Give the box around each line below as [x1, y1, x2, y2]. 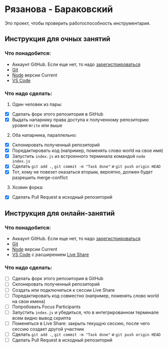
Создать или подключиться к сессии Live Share [12, 287, 115, 293]
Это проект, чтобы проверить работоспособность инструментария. [5, 20, 151, 26]
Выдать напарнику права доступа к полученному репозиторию [12, 117, 149, 123]
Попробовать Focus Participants [12, 303, 81, 310]
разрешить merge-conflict [12, 175, 68, 181]
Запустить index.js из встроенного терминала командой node [12, 153, 145, 159]
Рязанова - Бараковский [5, 4, 113, 15]
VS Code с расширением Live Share [12, 251, 89, 257]
